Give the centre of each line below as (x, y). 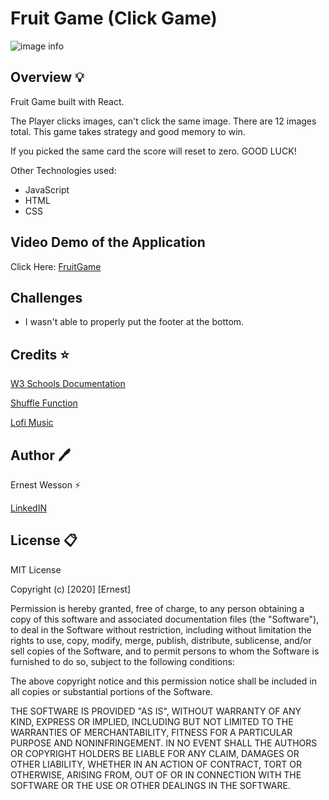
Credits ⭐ (40, 354)
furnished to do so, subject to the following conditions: (122, 661)
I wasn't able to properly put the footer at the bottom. (134, 322)
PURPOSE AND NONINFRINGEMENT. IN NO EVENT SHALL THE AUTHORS (164, 743)
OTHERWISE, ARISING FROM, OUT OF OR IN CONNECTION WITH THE (156, 774)
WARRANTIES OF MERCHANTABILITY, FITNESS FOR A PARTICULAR (151, 732)
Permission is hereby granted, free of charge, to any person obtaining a (157, 608)
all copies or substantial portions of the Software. (111, 691)
